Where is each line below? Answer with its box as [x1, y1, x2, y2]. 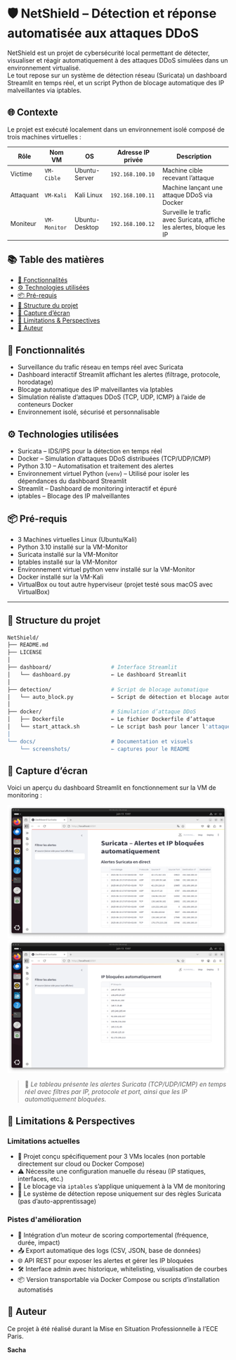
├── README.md [7, 641, 49, 648]
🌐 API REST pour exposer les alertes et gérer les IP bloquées [17, 1256, 195, 1264]
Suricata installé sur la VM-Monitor [17, 550, 119, 558]
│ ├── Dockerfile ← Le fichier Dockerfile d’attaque [7, 716, 216, 723]
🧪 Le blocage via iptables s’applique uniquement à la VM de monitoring [17, 1182, 226, 1190]
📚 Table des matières [7, 253, 105, 265]
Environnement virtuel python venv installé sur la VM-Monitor [17, 565, 195, 574]
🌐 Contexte [7, 106, 58, 118]
